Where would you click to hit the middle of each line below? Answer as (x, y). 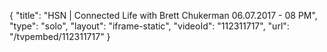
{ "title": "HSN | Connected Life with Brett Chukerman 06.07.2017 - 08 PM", (163, 15)
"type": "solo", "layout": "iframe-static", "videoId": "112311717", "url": (149, 26)
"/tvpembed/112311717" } (60, 36)
